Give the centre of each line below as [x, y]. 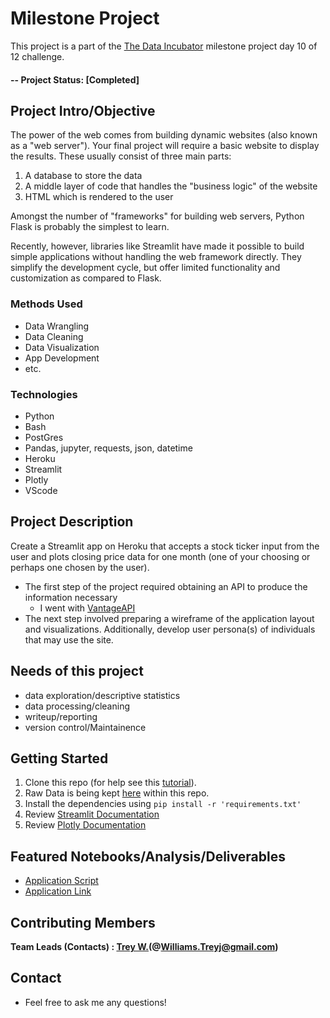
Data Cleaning [54, 336]
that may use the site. [69, 639]
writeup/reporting [61, 716]
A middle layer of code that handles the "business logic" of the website [171, 186]
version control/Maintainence [85, 727]
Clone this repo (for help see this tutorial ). [110, 783]
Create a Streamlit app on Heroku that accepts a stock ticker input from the [165, 546]
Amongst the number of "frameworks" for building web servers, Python [157, 216]
